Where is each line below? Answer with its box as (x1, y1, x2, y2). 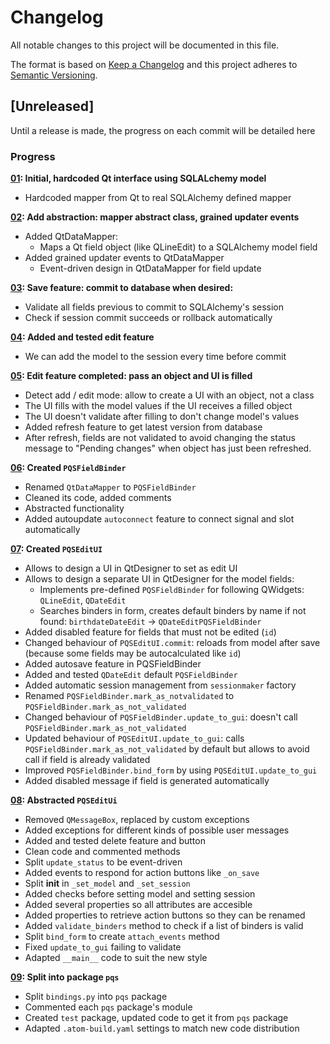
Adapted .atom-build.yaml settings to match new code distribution (24, 1022, 300, 1035)
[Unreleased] (10, 98, 95, 115)
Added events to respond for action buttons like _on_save (24, 867, 260, 879)
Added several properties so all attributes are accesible (24, 899, 253, 911)
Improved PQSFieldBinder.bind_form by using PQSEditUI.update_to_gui (24, 764, 318, 776)
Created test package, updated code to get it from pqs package (24, 1012, 289, 1024)
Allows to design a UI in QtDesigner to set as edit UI (24, 562, 238, 575)
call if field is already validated (24, 754, 151, 766)
